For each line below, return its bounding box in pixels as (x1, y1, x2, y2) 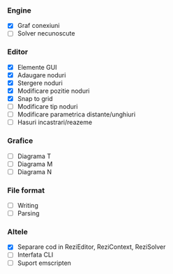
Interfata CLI (17, 250, 54, 259)
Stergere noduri (17, 79, 63, 87)
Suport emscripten (17, 259, 72, 267)
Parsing (17, 209, 40, 218)
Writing (17, 201, 38, 209)
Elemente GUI (17, 63, 57, 71)
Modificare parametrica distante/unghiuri (17, 110, 136, 119)
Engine (7, 6, 31, 15)
